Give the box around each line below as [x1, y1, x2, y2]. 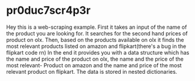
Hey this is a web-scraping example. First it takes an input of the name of [6, 23, 187, 31]
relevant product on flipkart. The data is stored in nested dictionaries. [6, 68, 178, 75]
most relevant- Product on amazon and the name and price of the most [6, 61, 182, 69]
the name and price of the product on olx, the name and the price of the [6, 55, 184, 62]
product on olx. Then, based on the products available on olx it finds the [6, 36, 184, 43]
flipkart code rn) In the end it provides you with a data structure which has [6, 49, 190, 56]
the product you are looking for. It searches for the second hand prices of [6, 29, 188, 37]
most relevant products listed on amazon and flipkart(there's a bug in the [6, 43, 187, 50]
